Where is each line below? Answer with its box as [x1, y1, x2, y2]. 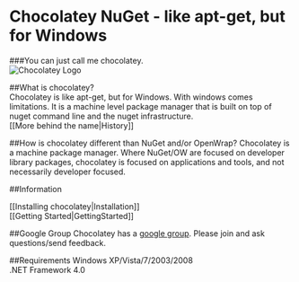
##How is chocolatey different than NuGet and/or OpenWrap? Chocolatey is [9, 137, 290, 148]
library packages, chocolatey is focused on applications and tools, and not [9, 156, 285, 167]
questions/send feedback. [9, 237, 106, 248]
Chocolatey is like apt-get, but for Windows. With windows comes [9, 92, 253, 102]
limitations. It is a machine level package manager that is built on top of [9, 101, 272, 111]
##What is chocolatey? [9, 82, 94, 93]
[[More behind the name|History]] [9, 119, 135, 131]
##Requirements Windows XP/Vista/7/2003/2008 [9, 254, 193, 266]
